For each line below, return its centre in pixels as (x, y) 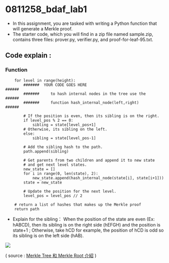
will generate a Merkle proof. (43, 28)
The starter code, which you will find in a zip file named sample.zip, (83, 34)
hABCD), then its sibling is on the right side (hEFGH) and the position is (87, 224)
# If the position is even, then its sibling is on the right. (91, 116)
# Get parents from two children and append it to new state (89, 160)
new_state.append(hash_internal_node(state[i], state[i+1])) (98, 178)
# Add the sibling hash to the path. (63, 147)
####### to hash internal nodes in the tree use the (85, 94)
